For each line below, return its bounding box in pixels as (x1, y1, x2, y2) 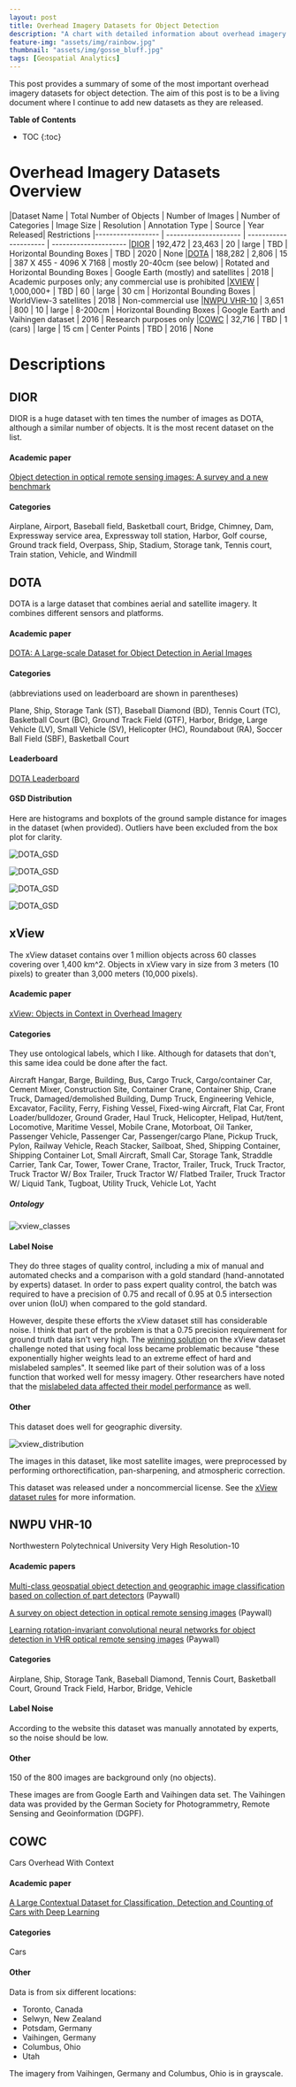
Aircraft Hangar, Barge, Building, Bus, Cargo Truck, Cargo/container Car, (9, 1074, 272, 1085)
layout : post (9, 12, 57, 22)
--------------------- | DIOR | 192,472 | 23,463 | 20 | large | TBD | (51, 238, 289, 249)
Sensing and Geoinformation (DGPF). (9, 1808, 144, 1819)
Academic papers (9, 1560, 76, 1571)
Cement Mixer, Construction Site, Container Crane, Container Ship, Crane (9, 1084, 277, 1095)
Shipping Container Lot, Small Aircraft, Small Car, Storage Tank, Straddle (9, 1150, 273, 1160)
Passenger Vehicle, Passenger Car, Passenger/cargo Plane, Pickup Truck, (9, 1131, 278, 1142)
